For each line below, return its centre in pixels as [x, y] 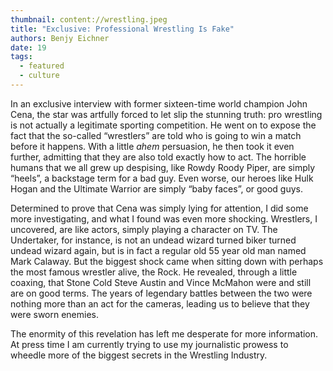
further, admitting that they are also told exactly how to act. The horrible [158, 157]
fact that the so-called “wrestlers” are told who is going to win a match [156, 135]
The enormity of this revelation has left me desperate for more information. [164, 333]
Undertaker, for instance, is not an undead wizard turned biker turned [153, 240]
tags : [21, 57]
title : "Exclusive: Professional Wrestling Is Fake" [122, 29]
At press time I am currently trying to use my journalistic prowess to [149, 344]
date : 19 [28, 47]
